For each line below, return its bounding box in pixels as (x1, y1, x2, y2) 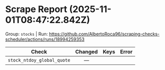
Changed (75, 48, 98, 55)
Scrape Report (5, 4, 68, 15)
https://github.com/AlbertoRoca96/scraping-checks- (49, 31, 160, 37)
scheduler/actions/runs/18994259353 (5, 36, 85, 42)
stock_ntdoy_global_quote (8, 57, 71, 63)
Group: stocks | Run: (5, 31, 48, 37)
